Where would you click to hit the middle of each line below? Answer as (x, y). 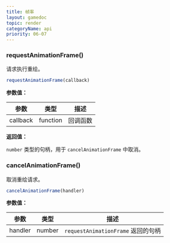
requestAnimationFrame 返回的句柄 (113, 231)
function (51, 120)
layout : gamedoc (26, 17)
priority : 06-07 (26, 34)
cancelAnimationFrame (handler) (45, 191)
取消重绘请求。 (25, 179)
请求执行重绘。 (25, 69)
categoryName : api (29, 29)
